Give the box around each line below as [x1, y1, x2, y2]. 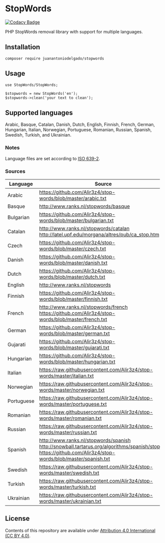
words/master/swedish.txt [39, 469, 100, 476]
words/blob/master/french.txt [39, 315, 108, 322]
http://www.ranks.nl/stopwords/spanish [39, 437, 131, 444]
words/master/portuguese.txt [39, 400, 107, 407]
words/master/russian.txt [39, 429, 97, 435]
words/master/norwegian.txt [39, 386, 105, 393]
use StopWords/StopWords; [5, 82, 58, 87]
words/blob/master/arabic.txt [39, 195, 107, 201]
